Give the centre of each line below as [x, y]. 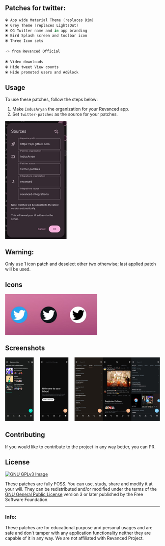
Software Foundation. [27, 499]
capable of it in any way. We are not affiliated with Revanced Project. [74, 538]
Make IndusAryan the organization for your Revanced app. [71, 109]
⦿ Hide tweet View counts [32, 67]
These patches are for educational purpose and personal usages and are [79, 528]
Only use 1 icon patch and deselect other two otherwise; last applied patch [81, 264]
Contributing [25, 435]
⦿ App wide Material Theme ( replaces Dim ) [50, 20]
